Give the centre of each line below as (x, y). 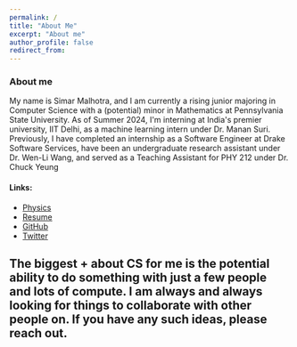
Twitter (35, 236)
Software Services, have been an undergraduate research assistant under (145, 149)
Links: (21, 188)
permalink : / (33, 17)
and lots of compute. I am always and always (136, 291)
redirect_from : (37, 51)
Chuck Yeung (34, 167)
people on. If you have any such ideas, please (138, 320)
